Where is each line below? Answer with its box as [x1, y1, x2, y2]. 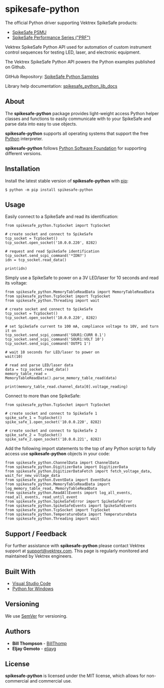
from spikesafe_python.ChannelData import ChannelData [5, 460, 119, 466]
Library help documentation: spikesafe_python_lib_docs [5, 83, 117, 89]
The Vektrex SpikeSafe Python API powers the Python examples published [5, 59, 156, 64]
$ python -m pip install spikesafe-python [5, 187, 93, 192]
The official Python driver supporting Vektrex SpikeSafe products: [5, 20, 138, 26]
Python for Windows [12, 586, 54, 592]
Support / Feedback [5, 530, 67, 538]
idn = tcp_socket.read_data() [5, 257, 67, 263]
